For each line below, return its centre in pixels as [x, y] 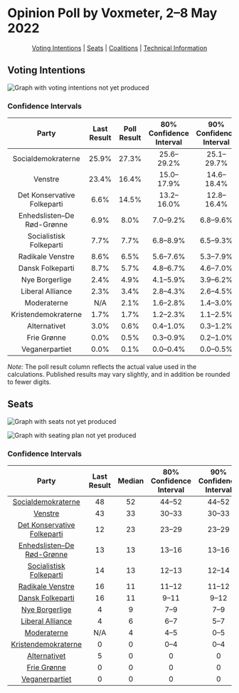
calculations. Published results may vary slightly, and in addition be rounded [119, 375]
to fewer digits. [29, 382]
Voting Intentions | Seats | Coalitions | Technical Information [119, 48]
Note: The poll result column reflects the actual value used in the [102, 367]
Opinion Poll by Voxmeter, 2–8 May [112, 13]
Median [131, 481]
